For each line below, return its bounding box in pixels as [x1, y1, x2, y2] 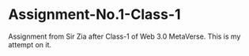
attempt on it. [8, 39, 52, 49]
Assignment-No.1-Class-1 [8, 6, 181, 24]
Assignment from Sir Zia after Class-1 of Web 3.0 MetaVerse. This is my [8, 32, 241, 41]
